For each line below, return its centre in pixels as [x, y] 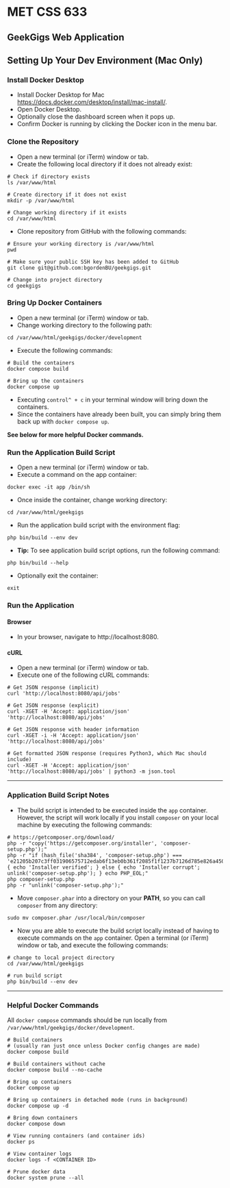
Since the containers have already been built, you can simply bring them [119, 414]
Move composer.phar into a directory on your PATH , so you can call [111, 898]
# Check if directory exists [49, 176]
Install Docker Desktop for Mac [61, 95]
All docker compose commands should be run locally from [87, 1020]
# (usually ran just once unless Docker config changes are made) [104, 1046]
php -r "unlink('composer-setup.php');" [66, 885]
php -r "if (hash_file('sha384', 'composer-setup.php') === [95, 855]
